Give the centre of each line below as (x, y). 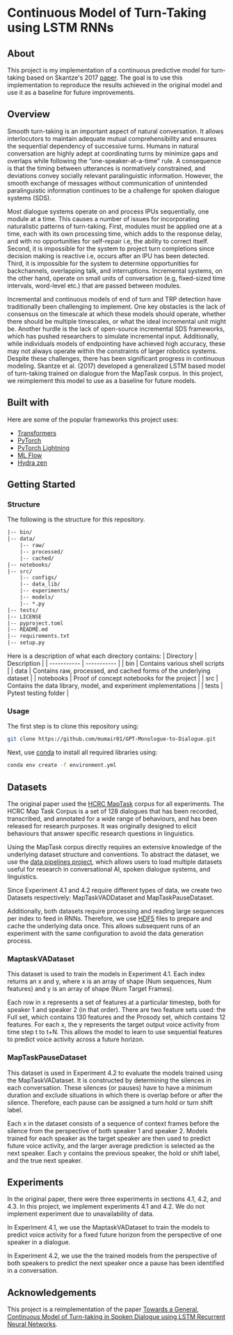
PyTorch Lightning (43, 447)
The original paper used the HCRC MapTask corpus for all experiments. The (116, 803)
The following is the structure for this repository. (76, 520)
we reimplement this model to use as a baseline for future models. (102, 380)
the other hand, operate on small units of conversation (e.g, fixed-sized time (116, 278)
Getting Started (41, 485)
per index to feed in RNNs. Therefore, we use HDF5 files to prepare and (110, 918)
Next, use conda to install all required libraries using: (82, 752)
